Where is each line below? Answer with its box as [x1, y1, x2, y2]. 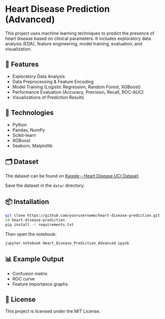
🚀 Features [5, 60, 39, 69]
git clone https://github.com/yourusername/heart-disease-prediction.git [5, 213, 161, 218]
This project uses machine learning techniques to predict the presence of [5, 30, 155, 36]
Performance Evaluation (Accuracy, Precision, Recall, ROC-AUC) [12, 89, 144, 95]
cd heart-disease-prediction [5, 218, 65, 223]
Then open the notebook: [5, 231, 57, 237]
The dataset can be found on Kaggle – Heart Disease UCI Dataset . [5, 173, 140, 179]
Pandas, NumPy [12, 127, 45, 133]
